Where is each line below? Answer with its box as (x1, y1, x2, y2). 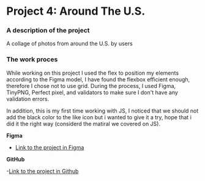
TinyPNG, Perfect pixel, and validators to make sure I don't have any (6, 89, 179, 96)
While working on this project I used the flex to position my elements (6, 69, 179, 76)
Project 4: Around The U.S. (6, 4, 146, 18)
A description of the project (6, 26, 90, 35)
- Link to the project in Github (6, 167, 79, 175)
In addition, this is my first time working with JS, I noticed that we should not (6, 107, 199, 114)
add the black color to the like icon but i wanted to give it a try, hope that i (6, 113, 192, 120)
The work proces (6, 55, 58, 64)
